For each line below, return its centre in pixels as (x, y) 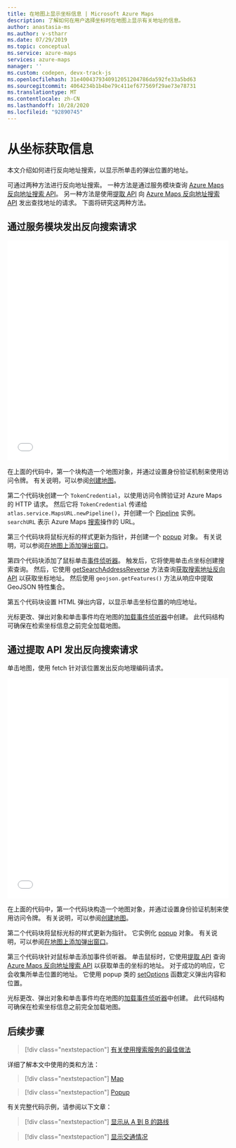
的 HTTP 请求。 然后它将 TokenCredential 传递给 (77, 504)
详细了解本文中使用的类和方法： (53, 1065)
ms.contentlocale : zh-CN (44, 99)
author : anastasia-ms (39, 27)
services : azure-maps (39, 60)
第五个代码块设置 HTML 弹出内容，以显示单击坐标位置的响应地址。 (104, 601)
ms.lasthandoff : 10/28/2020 (48, 106)
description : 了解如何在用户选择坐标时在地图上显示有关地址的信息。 (96, 20)
